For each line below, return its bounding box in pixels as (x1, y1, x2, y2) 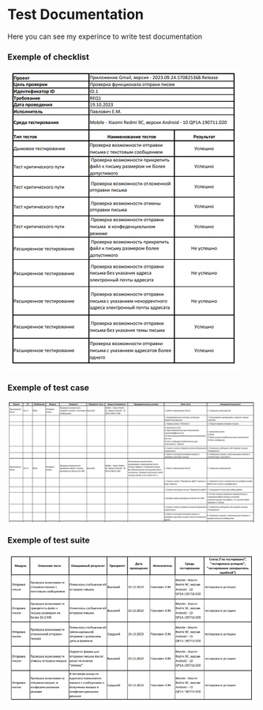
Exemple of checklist (7, 51, 90, 62)
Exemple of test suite (7, 535, 90, 546)
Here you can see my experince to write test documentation (7, 32, 203, 41)
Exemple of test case (7, 382, 90, 393)
